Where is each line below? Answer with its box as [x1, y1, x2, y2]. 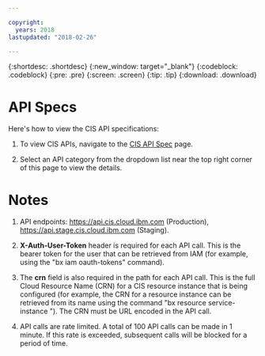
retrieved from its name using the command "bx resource [19, 298, 207, 308]
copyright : [8, 18, 44, 26]
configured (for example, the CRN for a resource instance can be [19, 290, 232, 299]
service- [208, 298, 236, 308]
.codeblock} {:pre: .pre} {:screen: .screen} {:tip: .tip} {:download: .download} [8, 70, 257, 80]
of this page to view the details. [19, 163, 123, 172]
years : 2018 [15, 25, 55, 34]
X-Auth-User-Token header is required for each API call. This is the [19, 240, 241, 250]
